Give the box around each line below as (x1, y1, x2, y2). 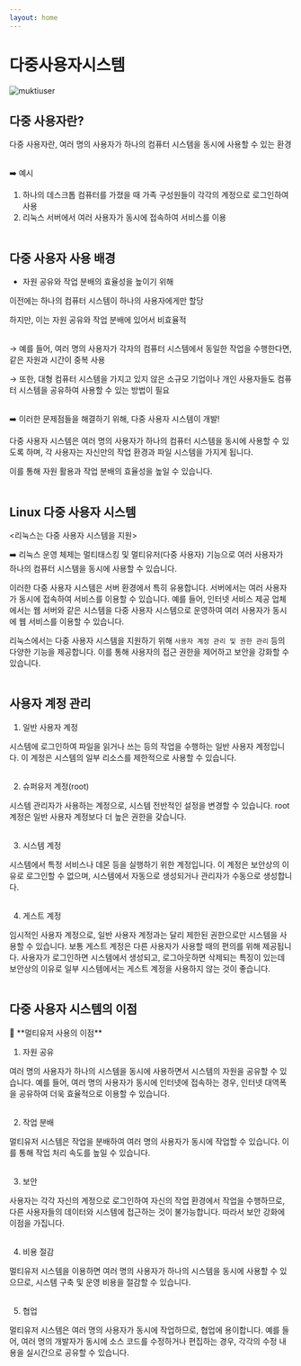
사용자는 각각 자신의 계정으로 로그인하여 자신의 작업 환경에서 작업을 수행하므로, (9, 1195, 286, 1206)
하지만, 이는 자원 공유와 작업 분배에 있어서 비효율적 (9, 314, 187, 325)
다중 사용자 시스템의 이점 (9, 1001, 137, 1018)
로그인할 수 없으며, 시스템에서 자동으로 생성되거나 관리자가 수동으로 (25, 870, 261, 881)
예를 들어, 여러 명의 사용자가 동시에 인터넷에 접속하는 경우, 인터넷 (35, 1077, 263, 1088)
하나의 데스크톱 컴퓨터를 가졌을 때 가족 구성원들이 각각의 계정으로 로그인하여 (22, 190, 289, 201)
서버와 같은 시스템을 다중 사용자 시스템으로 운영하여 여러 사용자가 (42, 605, 271, 615)
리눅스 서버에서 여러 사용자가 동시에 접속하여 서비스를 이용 (22, 213, 227, 223)
